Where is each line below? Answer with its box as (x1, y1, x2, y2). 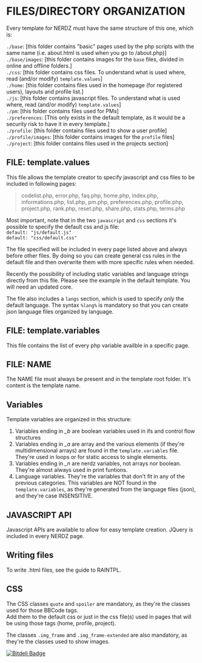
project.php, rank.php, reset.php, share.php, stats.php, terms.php (21, 205, 186, 212)
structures (15, 434, 41, 441)
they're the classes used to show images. (6, 637, 110, 645)
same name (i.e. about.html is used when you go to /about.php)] (6, 49, 167, 56)
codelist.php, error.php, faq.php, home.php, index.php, (21, 192, 159, 199)
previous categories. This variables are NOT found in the (15, 479, 157, 486)
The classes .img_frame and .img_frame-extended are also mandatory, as (6, 631, 187, 639)
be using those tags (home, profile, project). (6, 619, 116, 626)
